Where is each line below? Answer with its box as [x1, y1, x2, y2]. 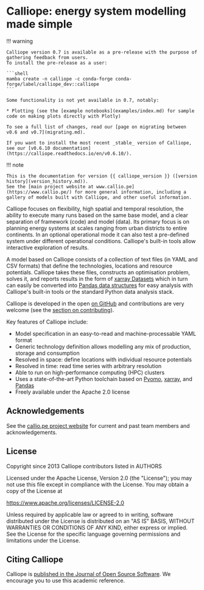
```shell [6, 70, 29, 77]
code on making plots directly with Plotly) [6, 113, 121, 119]
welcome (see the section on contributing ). [6, 306, 114, 313]
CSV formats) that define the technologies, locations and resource [6, 262, 173, 269]
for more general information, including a [74, 189, 187, 195]
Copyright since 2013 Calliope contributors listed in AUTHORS [6, 462, 163, 470]
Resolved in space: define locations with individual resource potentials [15, 355, 192, 363]
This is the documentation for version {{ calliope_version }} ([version [6, 172, 198, 179]
